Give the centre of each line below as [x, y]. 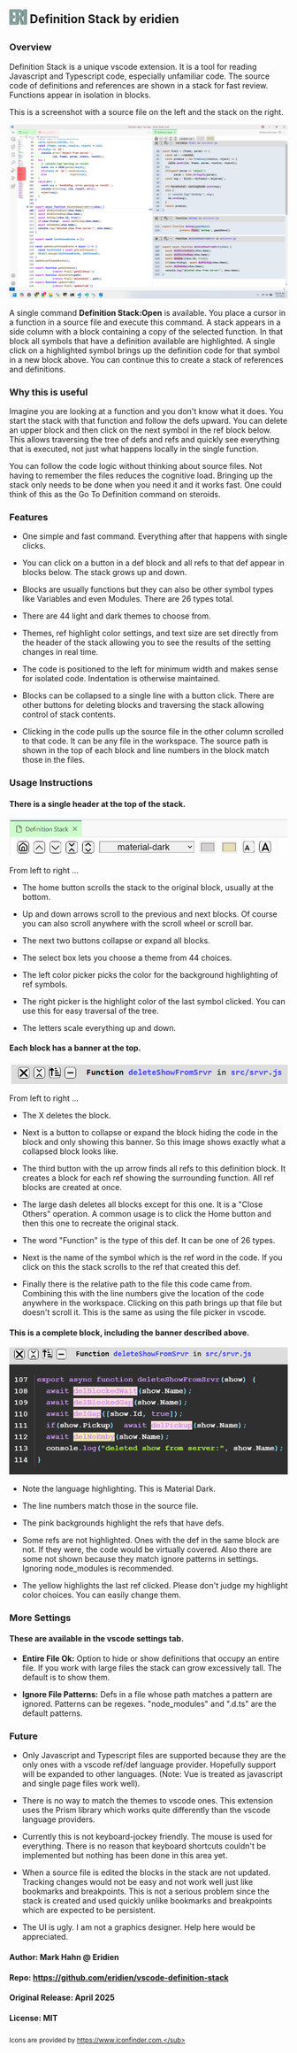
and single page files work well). [81, 1784]
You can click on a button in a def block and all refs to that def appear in [153, 563]
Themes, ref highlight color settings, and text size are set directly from [150, 634]
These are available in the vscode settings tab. [96, 1639]
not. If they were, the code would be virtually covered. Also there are [147, 1549]
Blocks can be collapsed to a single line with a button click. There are [148, 696]
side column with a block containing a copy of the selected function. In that [146, 331]
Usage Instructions [51, 783]
